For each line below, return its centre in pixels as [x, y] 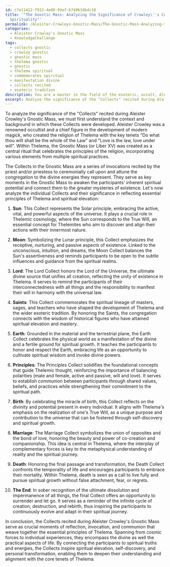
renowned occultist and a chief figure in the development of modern [76, 130]
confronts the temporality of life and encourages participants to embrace [89, 470]
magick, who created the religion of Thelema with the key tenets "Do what [82, 135]
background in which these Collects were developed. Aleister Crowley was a [85, 124]
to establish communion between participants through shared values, [85, 381]
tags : [11, 43]
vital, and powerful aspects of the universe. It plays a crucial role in [82, 214]
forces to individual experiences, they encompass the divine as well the [80, 538]
